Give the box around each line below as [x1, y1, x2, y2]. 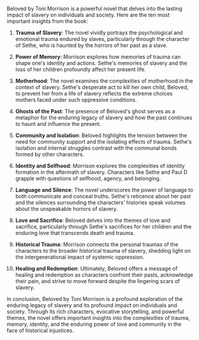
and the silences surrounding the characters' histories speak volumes [15, 199, 186, 206]
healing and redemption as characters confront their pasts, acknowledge [15, 271, 194, 278]
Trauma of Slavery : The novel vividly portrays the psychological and [15, 29, 183, 36]
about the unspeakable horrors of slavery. [15, 205, 118, 212]
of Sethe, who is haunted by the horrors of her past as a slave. [15, 42, 168, 49]
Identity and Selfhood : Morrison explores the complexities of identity [15, 163, 185, 169]
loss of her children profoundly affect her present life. [15, 66, 146, 73]
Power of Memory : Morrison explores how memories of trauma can [15, 53, 181, 60]
